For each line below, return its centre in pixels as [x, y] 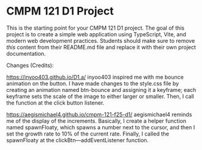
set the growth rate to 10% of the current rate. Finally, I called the [88, 134]
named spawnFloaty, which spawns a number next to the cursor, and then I [101, 127]
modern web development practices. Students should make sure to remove [101, 41]
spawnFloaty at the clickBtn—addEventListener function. [78, 140]
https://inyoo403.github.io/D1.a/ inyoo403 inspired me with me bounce [95, 77]
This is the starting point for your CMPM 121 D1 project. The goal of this [95, 28]
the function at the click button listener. [55, 103]
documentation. [26, 53]
